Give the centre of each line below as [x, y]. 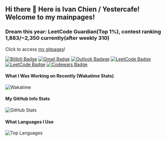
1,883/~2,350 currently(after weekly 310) [57, 38]
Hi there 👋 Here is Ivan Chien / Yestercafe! [73, 9]
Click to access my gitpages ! [35, 49]
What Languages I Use [30, 122]
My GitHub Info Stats [28, 99]
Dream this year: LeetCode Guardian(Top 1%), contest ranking [83, 32]
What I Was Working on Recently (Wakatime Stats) [59, 76]
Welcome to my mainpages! [50, 17]
